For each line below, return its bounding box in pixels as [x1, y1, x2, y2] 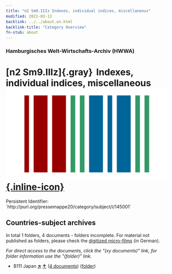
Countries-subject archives [6, 219, 96, 227]
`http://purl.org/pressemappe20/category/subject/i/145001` [6, 203, 131, 210]
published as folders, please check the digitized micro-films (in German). [6, 238, 160, 244]
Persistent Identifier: [6, 198, 49, 204]
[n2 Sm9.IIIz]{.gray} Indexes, [6, 67, 134, 78]
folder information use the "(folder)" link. [6, 253, 92, 259]
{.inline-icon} [6, 181, 65, 193]
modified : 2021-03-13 [6, 13, 52, 19]
